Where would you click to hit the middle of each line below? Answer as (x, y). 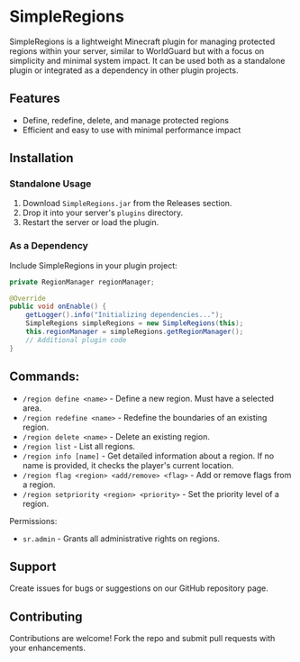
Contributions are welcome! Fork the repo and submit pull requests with (142, 639)
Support (33, 566)
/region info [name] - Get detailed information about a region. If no (148, 456)
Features (35, 99)
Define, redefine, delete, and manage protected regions (126, 120)
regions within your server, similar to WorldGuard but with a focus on (137, 50)
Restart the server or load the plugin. (91, 222)
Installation (41, 158)
